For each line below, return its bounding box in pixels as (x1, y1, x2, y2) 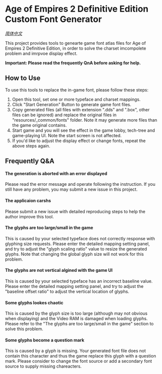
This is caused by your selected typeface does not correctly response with (5, 235, 155, 241)
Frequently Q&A (5, 157, 54, 165)
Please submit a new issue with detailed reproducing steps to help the (5, 208, 145, 214)
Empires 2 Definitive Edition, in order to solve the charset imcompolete (5, 45, 146, 51)
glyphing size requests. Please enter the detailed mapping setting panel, (5, 241, 150, 247)
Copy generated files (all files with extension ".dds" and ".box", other (12, 107, 150, 112)
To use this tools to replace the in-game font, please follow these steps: (5, 87, 148, 93)
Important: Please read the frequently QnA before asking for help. (5, 60, 141, 66)
